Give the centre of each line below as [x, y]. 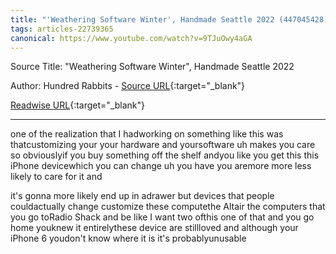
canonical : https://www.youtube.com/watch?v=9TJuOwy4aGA [131, 38]
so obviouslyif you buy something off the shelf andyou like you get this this [165, 155]
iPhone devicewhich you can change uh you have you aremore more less [161, 166]
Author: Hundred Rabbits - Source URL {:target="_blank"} [128, 86]
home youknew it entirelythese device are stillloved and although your [154, 228]
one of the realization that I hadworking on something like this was [147, 134]
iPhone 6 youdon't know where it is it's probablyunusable [128, 238]
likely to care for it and [56, 177]
